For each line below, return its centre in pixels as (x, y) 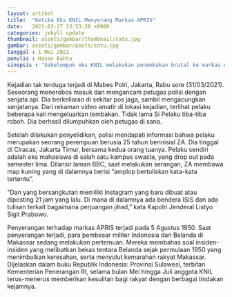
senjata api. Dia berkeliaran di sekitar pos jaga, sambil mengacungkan (106, 99)
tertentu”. (20, 179)
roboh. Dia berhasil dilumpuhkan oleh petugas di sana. (85, 121)
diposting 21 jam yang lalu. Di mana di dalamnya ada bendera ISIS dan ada (113, 199)
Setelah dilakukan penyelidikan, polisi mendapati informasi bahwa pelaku (111, 135)
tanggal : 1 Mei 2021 (38, 52)
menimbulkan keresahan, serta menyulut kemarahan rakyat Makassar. (107, 257)
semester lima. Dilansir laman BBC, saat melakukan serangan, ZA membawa (115, 164)
